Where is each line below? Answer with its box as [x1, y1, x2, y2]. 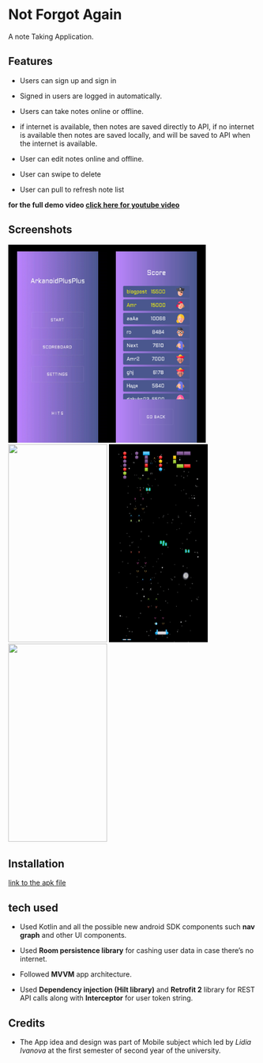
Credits [8, 1016, 46, 1030]
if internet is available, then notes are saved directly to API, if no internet [19, 121, 254, 131]
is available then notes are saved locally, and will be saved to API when [19, 130, 250, 139]
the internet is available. [19, 139, 98, 148]
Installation [8, 857, 65, 871]
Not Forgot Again [8, 6, 122, 24]
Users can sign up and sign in [19, 75, 117, 85]
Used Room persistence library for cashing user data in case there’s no [19, 946, 254, 955]
